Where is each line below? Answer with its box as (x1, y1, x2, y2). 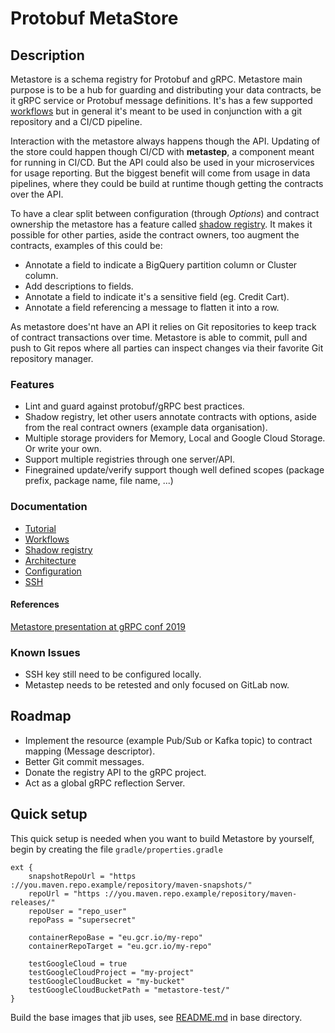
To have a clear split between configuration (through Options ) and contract (10, 208, 320, 219)
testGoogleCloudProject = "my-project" (28, 967, 195, 977)
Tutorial (24, 522, 57, 534)
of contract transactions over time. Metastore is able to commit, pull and (10, 332, 308, 343)
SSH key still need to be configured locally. (24, 668, 202, 681)
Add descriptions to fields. (24, 280, 134, 292)
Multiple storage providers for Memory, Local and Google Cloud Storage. (24, 432, 326, 444)
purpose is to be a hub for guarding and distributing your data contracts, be (10, 84, 322, 96)
